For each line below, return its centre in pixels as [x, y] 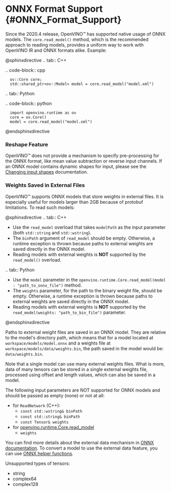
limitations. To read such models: [40, 207]
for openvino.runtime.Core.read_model [53, 427]
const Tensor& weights [44, 422]
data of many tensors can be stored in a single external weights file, [77, 369]
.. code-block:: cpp [25, 70]
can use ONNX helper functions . [39, 453]
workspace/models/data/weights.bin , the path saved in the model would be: [84, 348]
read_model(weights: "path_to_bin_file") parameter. [69, 312]
